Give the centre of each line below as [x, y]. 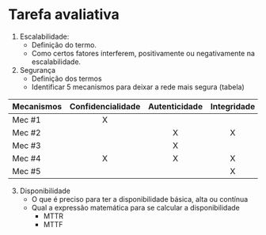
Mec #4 [27, 158]
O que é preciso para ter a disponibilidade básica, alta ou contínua [140, 199]
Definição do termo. [64, 44]
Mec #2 [27, 132]
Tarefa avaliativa [64, 15]
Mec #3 [27, 146]
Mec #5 [27, 171]
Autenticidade [175, 106]
